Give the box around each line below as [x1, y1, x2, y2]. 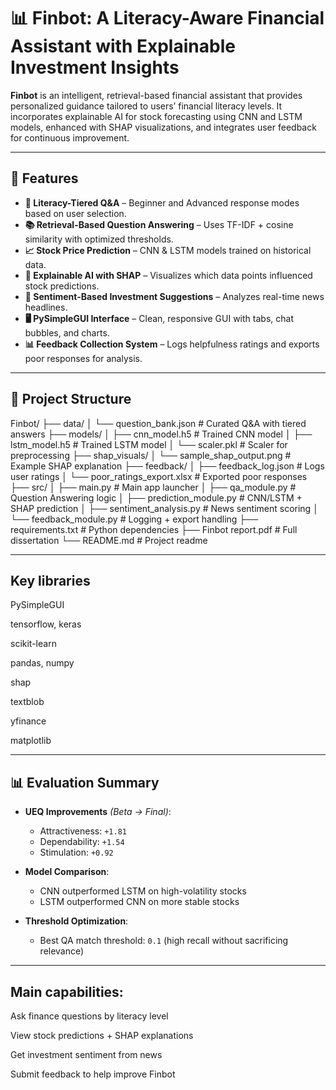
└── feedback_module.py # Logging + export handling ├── [10, 513, 259, 525]
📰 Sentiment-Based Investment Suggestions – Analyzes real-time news [24, 290, 325, 302]
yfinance [10, 715, 47, 727]
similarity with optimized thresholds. [24, 233, 174, 245]
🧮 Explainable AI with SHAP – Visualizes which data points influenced [24, 269, 313, 281]
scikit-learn [10, 638, 57, 650]
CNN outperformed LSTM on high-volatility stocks [39, 885, 247, 897]
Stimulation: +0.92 [39, 846, 114, 859]
